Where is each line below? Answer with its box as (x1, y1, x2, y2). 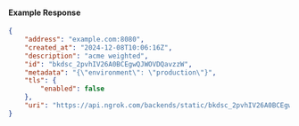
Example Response (8, 7, 81, 18)
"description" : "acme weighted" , (24, 51, 149, 60)
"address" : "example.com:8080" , (24, 35, 145, 44)
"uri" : (24, 101, 49, 110)
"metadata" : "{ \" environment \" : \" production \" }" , (24, 67, 217, 77)
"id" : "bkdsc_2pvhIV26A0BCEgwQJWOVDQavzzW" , (24, 59, 193, 68)
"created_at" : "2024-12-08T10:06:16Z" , (24, 43, 173, 52)
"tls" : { (24, 76, 57, 85)
